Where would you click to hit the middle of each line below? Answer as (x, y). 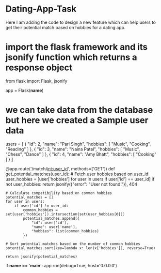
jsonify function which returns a (71, 57)
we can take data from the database (79, 110)
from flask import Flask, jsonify (36, 81)
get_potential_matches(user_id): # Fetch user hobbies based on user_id (77, 174)
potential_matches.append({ (51, 218)
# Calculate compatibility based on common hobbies (59, 193)
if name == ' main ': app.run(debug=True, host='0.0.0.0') (61, 265)
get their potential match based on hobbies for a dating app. (65, 27)
